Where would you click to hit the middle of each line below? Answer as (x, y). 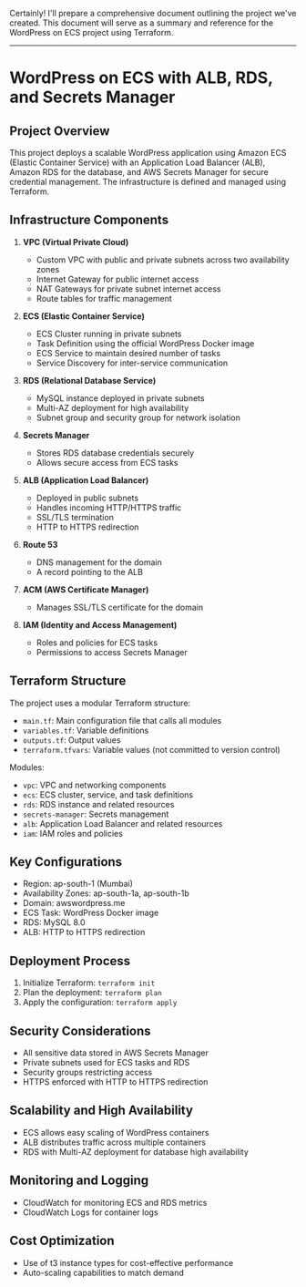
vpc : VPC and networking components (94, 785)
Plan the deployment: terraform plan (92, 993)
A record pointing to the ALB (90, 571)
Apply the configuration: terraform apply (100, 1003)
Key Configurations (66, 862)
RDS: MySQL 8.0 (54, 922)
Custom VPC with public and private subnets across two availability (163, 260)
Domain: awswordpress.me (74, 903)
